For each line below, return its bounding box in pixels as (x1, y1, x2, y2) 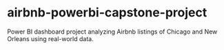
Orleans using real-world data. (7, 34, 94, 42)
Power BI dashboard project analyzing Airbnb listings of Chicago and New (7, 27, 218, 36)
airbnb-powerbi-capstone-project (7, 5, 207, 21)
